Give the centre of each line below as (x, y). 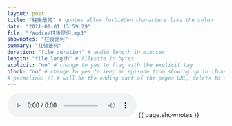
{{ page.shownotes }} (168, 115)
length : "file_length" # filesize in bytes (71, 59)
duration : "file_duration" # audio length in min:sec (86, 53)
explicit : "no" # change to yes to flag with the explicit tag (100, 65)
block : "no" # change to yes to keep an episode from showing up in (108, 71)
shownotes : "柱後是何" (38, 39)
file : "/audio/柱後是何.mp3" (47, 33)
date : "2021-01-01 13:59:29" (49, 26)
